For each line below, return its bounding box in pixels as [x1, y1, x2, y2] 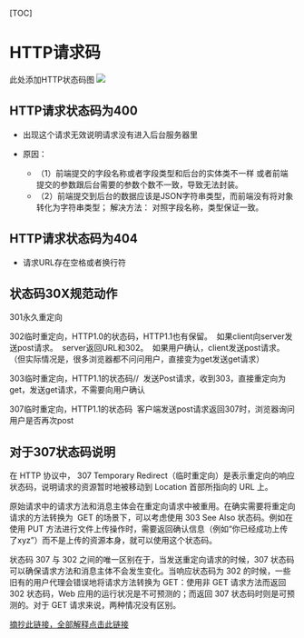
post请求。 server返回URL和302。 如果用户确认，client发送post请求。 [16, 343, 285, 354]
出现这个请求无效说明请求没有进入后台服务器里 [22, 129, 198, 140]
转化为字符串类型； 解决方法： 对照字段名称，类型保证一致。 [35, 202, 264, 213]
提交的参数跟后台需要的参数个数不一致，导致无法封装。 [35, 179, 243, 190]
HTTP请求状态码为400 [9, 104, 138, 119]
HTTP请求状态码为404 [9, 231, 138, 246]
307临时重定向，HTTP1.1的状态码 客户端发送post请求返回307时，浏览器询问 [9, 404, 295, 414]
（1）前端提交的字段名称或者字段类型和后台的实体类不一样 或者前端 [35, 167, 289, 178]
